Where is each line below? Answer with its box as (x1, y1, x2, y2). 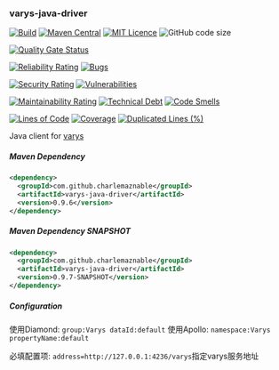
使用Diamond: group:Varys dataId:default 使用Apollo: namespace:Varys (9, 324, 271, 334)
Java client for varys (9, 131, 84, 141)
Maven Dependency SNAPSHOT (9, 226, 132, 237)
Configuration (9, 301, 63, 311)
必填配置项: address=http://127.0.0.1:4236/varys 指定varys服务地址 (9, 350, 259, 361)
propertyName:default (9, 334, 90, 342)
